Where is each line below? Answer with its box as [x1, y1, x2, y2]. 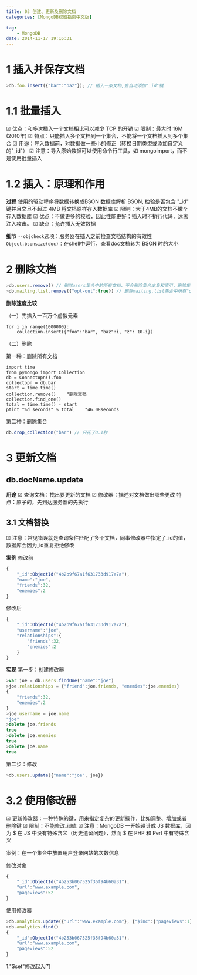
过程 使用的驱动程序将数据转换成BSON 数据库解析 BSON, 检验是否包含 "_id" [6, 198, 189, 205]
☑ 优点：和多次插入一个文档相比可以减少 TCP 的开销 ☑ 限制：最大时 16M [6, 125, 183, 132]
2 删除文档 [6, 263, 57, 276]
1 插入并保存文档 [6, 63, 85, 77]
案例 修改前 [6, 554, 33, 561]
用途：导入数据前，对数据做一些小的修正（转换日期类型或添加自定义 [18, 140, 184, 147]
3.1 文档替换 [6, 517, 49, 527]
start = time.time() [6, 385, 57, 391]
